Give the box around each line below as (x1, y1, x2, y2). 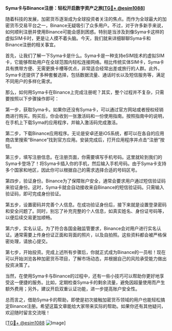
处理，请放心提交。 (9, 238, 50, 244)
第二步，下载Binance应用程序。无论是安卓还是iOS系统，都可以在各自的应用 (5, 131, 165, 136)
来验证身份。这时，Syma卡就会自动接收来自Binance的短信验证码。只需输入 (5, 185, 165, 190)
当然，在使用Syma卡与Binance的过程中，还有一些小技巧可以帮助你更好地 (5, 273, 160, 279)
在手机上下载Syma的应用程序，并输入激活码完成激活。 (5, 119, 120, 125)
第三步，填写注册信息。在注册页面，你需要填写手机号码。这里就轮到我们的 (5, 154, 162, 160)
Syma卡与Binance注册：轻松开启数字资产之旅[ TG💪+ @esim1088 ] (5, 5, 145, 11)
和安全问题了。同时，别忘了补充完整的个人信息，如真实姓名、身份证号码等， (5, 208, 167, 214)
